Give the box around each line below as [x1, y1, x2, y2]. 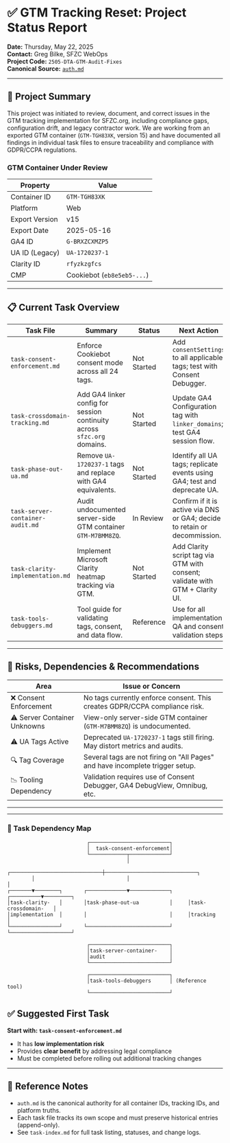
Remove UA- [77, 450, 116, 460]
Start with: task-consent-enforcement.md [7, 1026, 122, 1034]
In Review [132, 513, 164, 523]
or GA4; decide [172, 513, 221, 523]
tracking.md [10, 419, 50, 427]
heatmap [77, 572, 106, 581]
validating [77, 613, 108, 623]
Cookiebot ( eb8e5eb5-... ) [66, 270, 149, 280]
